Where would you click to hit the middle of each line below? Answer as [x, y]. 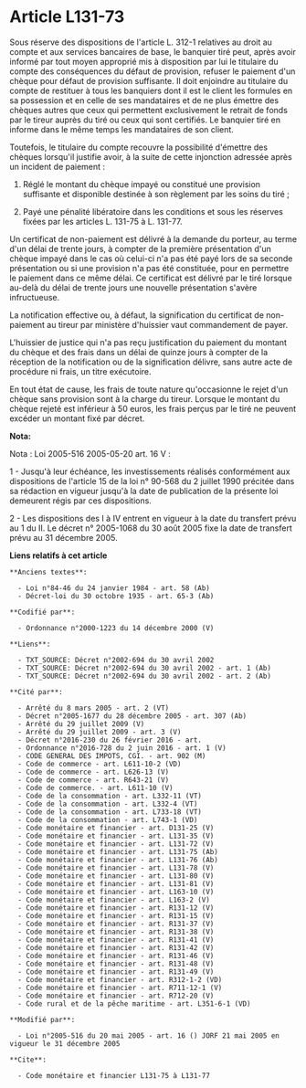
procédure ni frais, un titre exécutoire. [81, 371]
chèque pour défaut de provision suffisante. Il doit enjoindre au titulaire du [149, 80]
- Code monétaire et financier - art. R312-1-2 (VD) [120, 979]
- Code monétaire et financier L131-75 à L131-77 [114, 1075]
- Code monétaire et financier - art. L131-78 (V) [116, 868]
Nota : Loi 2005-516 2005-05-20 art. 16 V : [90, 453]
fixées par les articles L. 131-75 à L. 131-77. [102, 221]
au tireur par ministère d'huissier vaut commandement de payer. [168, 324]
